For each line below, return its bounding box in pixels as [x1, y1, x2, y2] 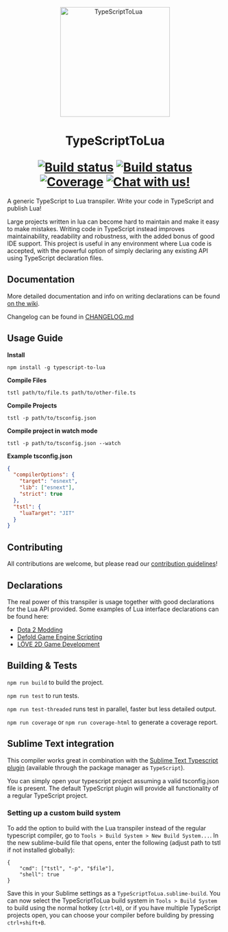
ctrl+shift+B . [7, 918, 46, 927]
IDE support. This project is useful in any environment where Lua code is [7, 239, 212, 248]
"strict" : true [19, 490, 63, 498]
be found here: [7, 612, 49, 620]
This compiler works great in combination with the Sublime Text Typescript [7, 756, 218, 764]
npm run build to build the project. [7, 678, 104, 686]
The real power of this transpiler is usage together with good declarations [7, 597, 214, 606]
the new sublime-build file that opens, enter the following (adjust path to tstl [7, 838, 221, 846]
